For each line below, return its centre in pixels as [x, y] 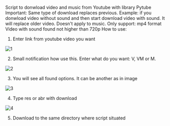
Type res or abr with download [45, 98]
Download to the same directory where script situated [69, 118]
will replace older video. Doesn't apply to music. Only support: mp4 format [83, 23]
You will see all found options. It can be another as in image [75, 78]
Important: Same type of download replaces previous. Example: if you [78, 13]
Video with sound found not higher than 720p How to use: [66, 29]
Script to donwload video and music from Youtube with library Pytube [78, 7]
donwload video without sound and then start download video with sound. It [85, 18]
